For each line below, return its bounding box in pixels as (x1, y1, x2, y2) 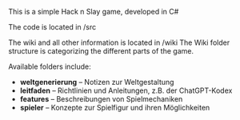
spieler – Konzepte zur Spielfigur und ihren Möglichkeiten (19, 103, 210, 112)
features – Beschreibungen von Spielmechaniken (19, 94, 183, 103)
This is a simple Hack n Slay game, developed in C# (8, 7, 179, 16)
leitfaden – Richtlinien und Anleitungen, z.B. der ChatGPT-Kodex (19, 86, 233, 95)
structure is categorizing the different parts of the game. (8, 46, 194, 55)
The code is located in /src (8, 22, 97, 31)
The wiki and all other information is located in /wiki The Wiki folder (8, 38, 230, 47)
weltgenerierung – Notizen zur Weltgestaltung (19, 78, 174, 86)
